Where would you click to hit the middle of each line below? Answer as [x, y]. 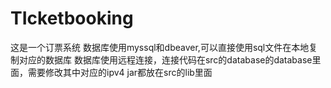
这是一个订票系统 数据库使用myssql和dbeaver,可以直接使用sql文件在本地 [160, 47]
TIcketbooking [72, 18]
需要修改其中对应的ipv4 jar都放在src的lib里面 [120, 72]
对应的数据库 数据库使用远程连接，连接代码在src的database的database [165, 59]
